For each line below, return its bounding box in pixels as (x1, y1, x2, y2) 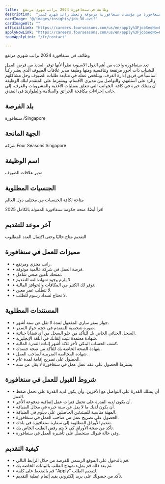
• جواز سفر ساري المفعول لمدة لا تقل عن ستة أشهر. (12, 320, 110, 325)
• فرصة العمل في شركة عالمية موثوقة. (12, 266, 84, 272)
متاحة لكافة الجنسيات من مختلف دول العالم (5, 197, 84, 203)
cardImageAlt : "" (5, 21, 41, 26)
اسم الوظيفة (5, 157, 39, 165)
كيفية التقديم (5, 444, 39, 453)
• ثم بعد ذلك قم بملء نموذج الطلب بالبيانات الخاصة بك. (12, 462, 113, 469)
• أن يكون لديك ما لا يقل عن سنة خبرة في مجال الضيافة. (12, 404, 115, 410)
